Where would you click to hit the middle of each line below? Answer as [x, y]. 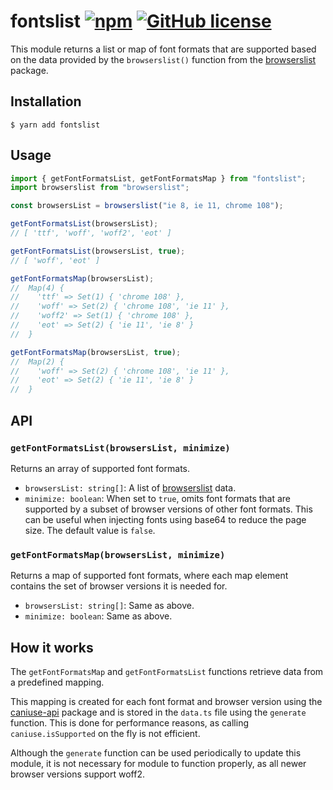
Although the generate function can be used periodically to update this [156, 752]
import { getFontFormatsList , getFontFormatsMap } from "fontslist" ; [158, 178]
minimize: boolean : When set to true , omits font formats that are [158, 498]
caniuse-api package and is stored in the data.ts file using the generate [158, 712]
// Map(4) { [37, 288]
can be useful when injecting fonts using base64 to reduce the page [165, 519]
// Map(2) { [37, 361]
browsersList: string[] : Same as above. [109, 606]
